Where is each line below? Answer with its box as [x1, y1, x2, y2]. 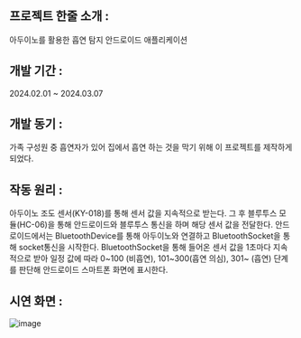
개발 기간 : [9, 63, 63, 79]
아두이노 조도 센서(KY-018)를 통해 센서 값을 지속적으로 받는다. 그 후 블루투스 [9, 208, 278, 219]
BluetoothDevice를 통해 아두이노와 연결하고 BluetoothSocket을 [55, 230, 281, 241]
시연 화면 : [9, 293, 63, 309]
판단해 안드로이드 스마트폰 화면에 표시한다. [18, 265, 169, 276]
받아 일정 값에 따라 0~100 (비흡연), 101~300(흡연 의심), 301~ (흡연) [32, 253, 272, 264]
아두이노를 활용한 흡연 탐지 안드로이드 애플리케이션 [9, 34, 187, 45]
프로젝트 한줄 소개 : [9, 8, 110, 24]
